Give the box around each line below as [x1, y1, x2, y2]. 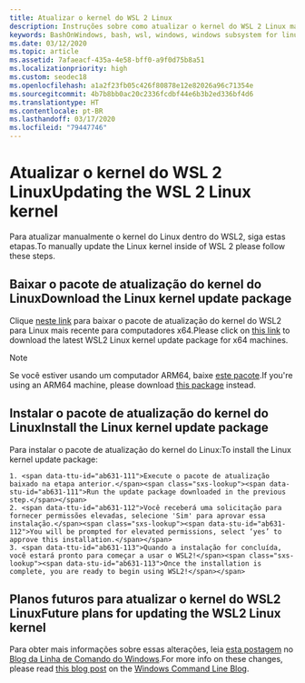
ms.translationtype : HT [9, 97, 100, 107]
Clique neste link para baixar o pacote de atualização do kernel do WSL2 [9, 315, 281, 326]
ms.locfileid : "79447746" [9, 124, 107, 133]
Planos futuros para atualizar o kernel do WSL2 [9, 591, 281, 607]
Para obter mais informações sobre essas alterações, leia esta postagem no [9, 644, 293, 655]
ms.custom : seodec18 [9, 73, 88, 82]
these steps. [9, 250, 56, 261]
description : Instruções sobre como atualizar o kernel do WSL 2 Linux [9, 22, 286, 31]
